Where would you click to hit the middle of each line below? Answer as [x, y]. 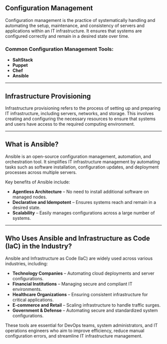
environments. [27, 289]
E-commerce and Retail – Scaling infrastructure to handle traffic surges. [86, 305]
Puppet [20, 65]
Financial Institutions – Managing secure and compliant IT [72, 284]
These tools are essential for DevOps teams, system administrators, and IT [82, 325]
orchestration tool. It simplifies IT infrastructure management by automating [83, 162]
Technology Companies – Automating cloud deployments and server [83, 273]
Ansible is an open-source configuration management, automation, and [78, 156]
